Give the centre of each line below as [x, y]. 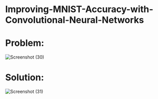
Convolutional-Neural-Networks [75, 20]
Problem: [25, 43]
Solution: [25, 78]
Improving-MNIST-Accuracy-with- [79, 9]
